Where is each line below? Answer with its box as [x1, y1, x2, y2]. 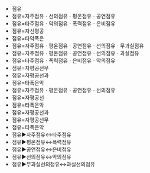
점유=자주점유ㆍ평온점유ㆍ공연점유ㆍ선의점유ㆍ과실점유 [11, 50, 139, 56]
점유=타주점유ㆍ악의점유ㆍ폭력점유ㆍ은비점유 [11, 20, 116, 27]
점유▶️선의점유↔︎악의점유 [11, 153, 72, 160]
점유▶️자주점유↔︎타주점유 [11, 131, 72, 138]
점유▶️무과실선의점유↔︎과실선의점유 [11, 161, 96, 168]
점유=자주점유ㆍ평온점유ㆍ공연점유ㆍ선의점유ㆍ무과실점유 [11, 42, 144, 49]
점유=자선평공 [11, 27, 44, 34]
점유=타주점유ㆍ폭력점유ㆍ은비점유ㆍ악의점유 [11, 57, 116, 64]
